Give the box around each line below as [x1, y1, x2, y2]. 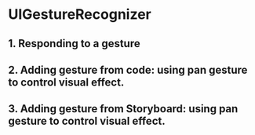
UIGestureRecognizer [8, 5, 151, 24]
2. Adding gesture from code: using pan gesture [8, 63, 248, 76]
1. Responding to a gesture [8, 37, 140, 50]
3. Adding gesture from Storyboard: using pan [8, 102, 239, 115]
